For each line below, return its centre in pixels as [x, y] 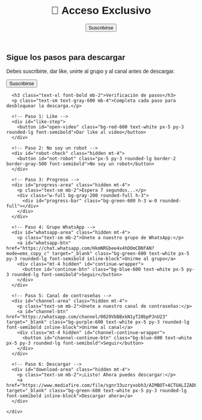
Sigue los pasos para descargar [66, 57]
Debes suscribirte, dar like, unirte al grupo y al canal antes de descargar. [91, 71]
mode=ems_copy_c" [28, 254]
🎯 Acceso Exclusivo [101, 11]
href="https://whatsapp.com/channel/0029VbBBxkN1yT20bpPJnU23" [87, 317]
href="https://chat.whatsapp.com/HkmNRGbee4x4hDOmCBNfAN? [80, 248]
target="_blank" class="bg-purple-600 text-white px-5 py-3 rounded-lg [98, 322]
